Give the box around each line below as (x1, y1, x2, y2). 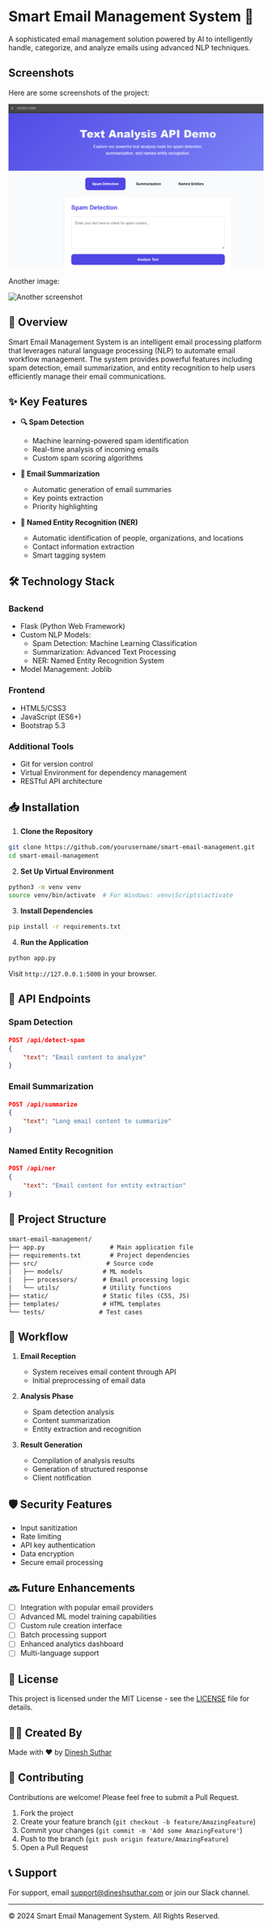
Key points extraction (32, 493, 104, 503)
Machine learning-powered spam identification (32, 435, 189, 445)
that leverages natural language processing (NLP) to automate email (8, 345, 236, 355)
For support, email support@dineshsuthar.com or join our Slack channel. (8, 1888, 250, 1897)
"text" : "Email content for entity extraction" (23, 1182, 186, 1190)
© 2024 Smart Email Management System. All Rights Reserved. (8, 1910, 220, 1920)
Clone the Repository (19, 826, 93, 836)
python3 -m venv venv (8, 883, 82, 891)
